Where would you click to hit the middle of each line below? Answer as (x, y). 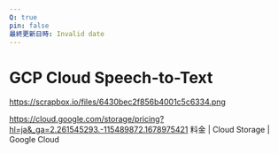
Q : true (23, 17)
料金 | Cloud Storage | (230, 130)
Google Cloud (35, 140)
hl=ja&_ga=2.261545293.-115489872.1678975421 (99, 130)
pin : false (29, 26)
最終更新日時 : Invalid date (57, 34)
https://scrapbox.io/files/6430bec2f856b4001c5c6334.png (117, 102)
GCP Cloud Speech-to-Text (111, 77)
